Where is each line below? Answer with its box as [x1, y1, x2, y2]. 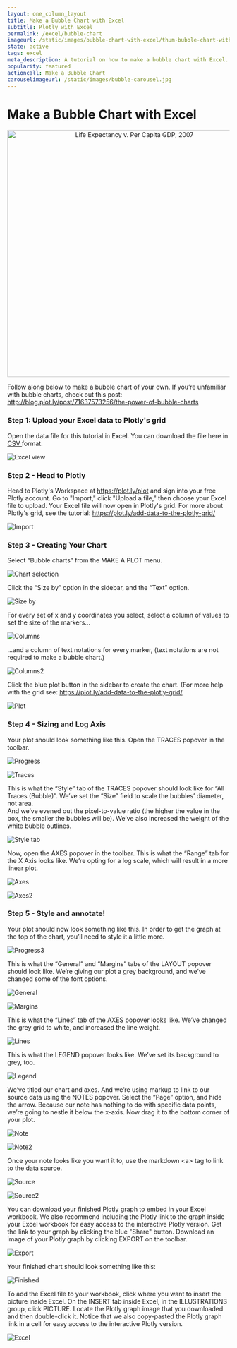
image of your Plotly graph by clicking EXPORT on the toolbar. [7, 1234, 188, 1243]
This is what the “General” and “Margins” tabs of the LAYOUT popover [7, 959, 212, 968]
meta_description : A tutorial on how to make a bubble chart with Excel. [7, 56, 229, 64]
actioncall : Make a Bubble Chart [7, 69, 106, 76]
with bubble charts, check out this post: [7, 390, 123, 399]
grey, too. [7, 1058, 35, 1066]
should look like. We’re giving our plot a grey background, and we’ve [7, 967, 206, 975]
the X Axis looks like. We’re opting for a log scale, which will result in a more [7, 856, 228, 865]
